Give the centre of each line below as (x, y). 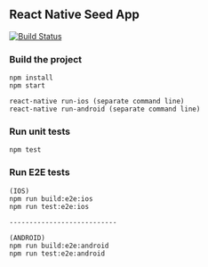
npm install (31, 78)
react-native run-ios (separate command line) (97, 102)
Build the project (46, 59)
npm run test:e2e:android (57, 254)
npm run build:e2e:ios (51, 199)
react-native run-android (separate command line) (105, 109)
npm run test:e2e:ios (49, 206)
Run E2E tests (40, 172)
